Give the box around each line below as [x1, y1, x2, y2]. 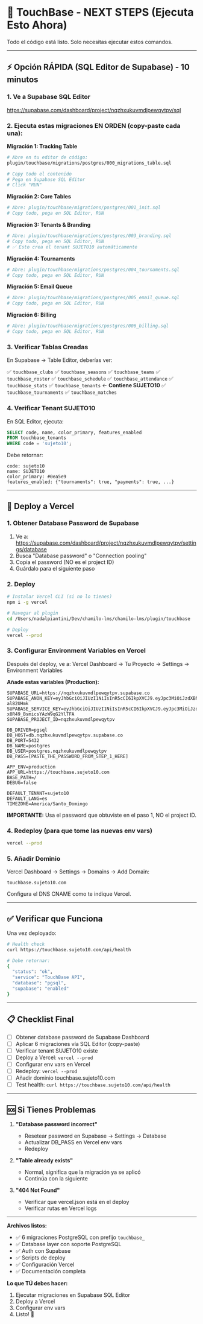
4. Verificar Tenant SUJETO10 [7, 404, 96, 413]
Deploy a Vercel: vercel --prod [15, 1054, 93, 1061]
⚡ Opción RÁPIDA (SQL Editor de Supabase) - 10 [7, 62, 190, 72]
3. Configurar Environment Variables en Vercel [7, 647, 146, 655]
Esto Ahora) [7, 18, 67, 32]
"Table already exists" [15, 1156, 73, 1164]
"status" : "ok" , [12, 969, 53, 975]
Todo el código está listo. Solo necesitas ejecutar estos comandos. [7, 38, 173, 45]
